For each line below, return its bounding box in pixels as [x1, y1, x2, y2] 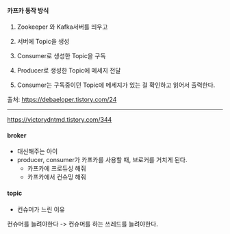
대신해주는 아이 [16, 147, 58, 155]
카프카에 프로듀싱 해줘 [27, 164, 87, 172]
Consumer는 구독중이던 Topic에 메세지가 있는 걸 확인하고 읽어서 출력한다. [16, 81, 216, 89]
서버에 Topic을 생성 [16, 38, 70, 46]
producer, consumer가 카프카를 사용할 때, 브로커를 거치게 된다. [16, 156, 188, 164]
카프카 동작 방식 [7, 6, 49, 14]
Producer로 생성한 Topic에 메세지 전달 [16, 66, 121, 75]
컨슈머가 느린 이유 [16, 205, 65, 213]
